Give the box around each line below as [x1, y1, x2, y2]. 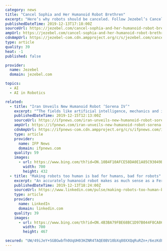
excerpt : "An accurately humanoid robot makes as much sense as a [14, 178, 155, 183]
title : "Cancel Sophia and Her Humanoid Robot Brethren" [5, 12, 126, 17]
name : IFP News [18, 141, 50, 146]
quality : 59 [14, 150, 39, 155]
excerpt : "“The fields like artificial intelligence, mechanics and [14, 108, 159, 114]
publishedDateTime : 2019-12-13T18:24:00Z [14, 183, 101, 188]
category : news [5, 7, 37, 12]
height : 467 [23, 229, 48, 235]
